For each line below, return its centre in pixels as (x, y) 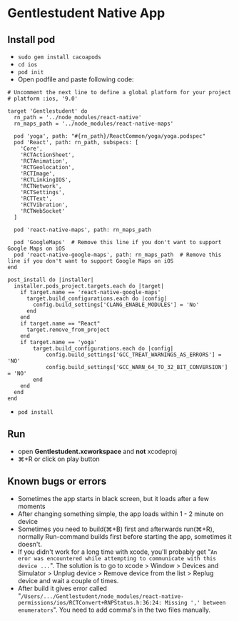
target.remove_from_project (68, 330)
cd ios (27, 65)
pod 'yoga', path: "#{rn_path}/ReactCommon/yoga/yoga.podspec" (110, 136)
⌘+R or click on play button (59, 459)
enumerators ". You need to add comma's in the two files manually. (114, 610)
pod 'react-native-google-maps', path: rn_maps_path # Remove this (118, 255)
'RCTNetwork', (41, 186)
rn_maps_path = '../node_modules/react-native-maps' (94, 123)
